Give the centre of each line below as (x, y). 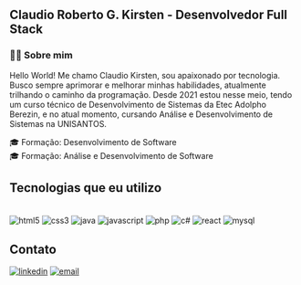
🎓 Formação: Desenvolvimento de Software (93, 142)
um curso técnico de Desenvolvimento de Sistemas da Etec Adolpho (138, 104)
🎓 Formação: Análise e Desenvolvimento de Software (112, 155)
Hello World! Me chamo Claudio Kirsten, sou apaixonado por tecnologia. (145, 75)
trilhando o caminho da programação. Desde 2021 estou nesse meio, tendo (151, 94)
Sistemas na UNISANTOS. (58, 123)
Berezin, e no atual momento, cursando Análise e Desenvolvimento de (141, 114)
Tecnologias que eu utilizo (86, 188)
